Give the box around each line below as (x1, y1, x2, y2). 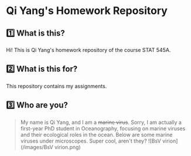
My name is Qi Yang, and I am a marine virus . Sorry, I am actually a (20, 119, 182, 126)
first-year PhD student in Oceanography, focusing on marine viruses (20, 124, 186, 132)
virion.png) (54, 143, 81, 150)
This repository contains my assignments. (6, 82, 107, 89)
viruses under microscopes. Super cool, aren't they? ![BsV (20, 137, 161, 144)
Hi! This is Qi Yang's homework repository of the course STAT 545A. (6, 47, 171, 53)
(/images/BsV (20, 143, 54, 150)
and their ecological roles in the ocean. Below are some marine (20, 131, 173, 138)
